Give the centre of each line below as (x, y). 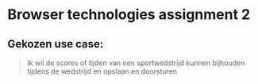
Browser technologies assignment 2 (129, 15)
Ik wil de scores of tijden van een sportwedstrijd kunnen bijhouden (136, 63)
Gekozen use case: (56, 44)
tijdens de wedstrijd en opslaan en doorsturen (102, 71)
